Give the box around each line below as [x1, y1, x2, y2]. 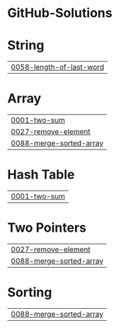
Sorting [7, 285, 52, 300]
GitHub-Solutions [7, 5, 113, 21]
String [7, 38, 45, 54]
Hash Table [7, 166, 75, 183]
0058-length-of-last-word [11, 62, 105, 72]
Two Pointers [7, 220, 87, 236]
